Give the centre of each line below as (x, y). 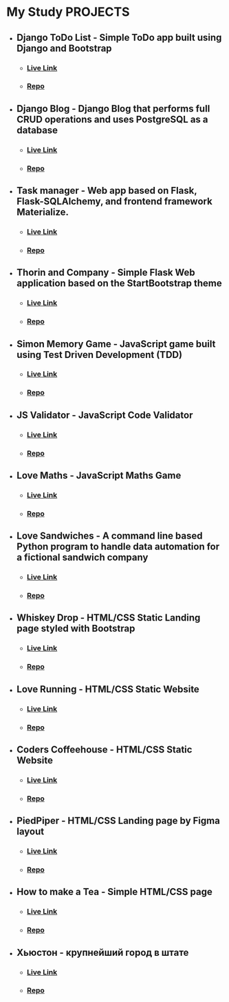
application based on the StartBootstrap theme (119, 283)
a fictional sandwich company (82, 558)
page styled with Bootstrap (76, 629)
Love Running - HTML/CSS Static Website (108, 689)
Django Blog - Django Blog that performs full (113, 109)
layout (30, 832)
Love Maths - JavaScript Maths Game (99, 475)
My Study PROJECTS (68, 12)
